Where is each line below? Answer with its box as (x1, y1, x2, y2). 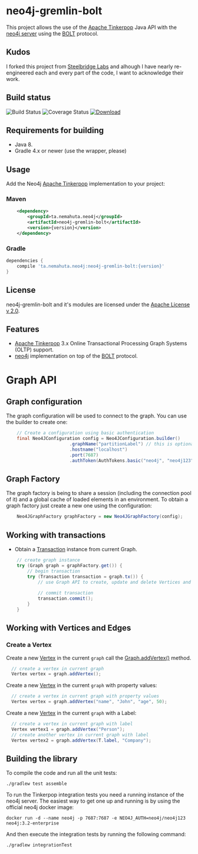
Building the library (6, 753, 78, 764)
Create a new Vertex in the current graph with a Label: (6, 710, 137, 717)
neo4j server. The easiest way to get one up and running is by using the (6, 797, 180, 805)
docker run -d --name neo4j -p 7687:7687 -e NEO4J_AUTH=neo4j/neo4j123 (6, 815, 186, 821)
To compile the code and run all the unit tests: (6, 769, 117, 777)
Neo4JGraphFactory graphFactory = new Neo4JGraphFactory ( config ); (16, 513, 183, 520)
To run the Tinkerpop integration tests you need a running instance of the (6, 791, 184, 798)
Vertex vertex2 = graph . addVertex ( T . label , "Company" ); (11, 737, 151, 743)
